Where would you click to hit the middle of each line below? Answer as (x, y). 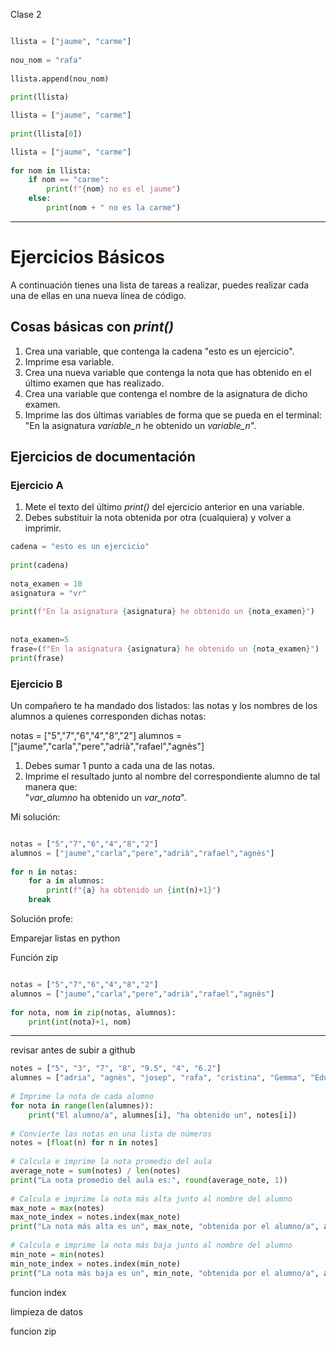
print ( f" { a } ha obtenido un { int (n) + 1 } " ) (134, 890)
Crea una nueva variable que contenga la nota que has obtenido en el (168, 372)
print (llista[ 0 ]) (46, 134)
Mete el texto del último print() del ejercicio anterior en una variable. (164, 507)
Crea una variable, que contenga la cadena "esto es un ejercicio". (159, 351)
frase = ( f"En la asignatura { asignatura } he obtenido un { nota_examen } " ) (165, 649)
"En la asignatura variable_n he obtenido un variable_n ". (140, 425)
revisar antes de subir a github (73, 1050)
